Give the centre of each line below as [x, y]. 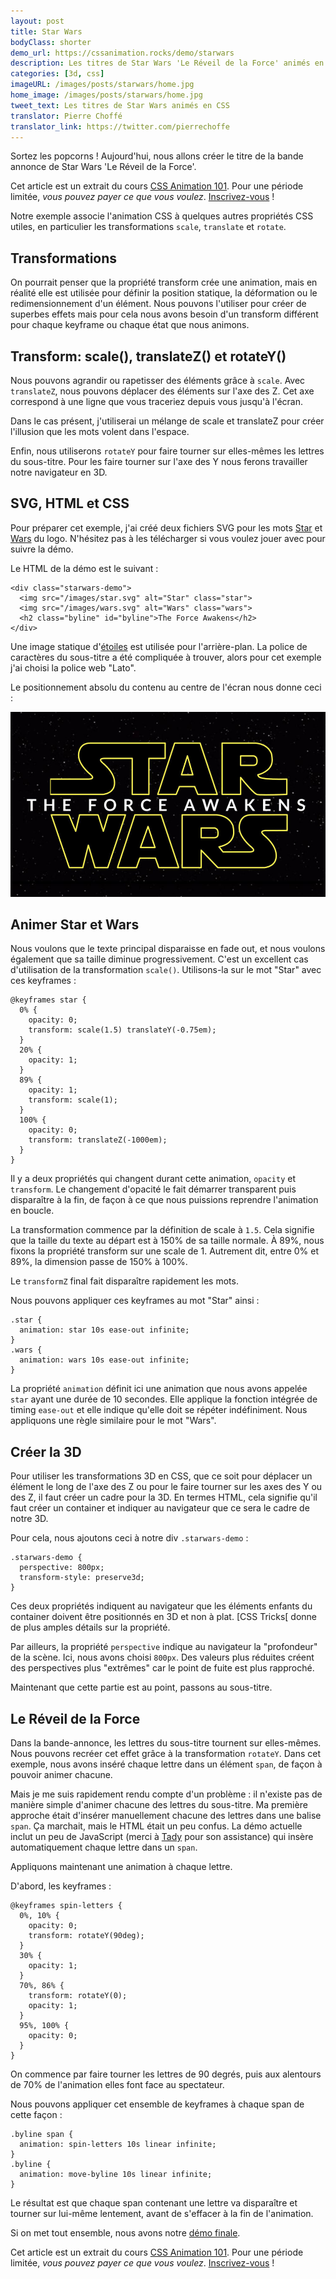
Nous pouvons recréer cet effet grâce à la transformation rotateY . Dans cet [166, 1754]
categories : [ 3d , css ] [57, 74]
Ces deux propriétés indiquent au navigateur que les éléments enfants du [161, 1606]
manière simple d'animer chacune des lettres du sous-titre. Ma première [159, 1805]
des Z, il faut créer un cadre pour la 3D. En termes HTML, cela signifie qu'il [164, 1497]
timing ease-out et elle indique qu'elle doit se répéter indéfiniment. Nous [159, 1410]
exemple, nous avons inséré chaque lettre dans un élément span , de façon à [166, 1764]
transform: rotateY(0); [78, 1996]
